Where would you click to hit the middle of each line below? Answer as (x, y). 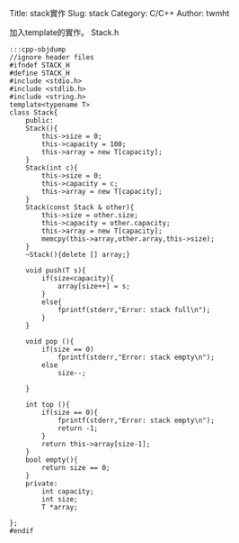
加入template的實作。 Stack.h (64, 32)
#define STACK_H (40, 73)
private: (42, 483)
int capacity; (68, 492)
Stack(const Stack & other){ (80, 207)
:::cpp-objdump (38, 50)
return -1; (78, 428)
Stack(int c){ (52, 168)
